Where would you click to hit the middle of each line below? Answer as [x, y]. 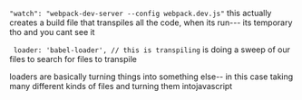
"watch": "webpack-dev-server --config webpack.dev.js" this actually [141, 13]
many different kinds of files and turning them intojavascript [121, 86]
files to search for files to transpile [73, 59]
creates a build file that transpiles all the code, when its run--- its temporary [151, 23]
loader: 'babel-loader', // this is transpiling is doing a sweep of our [151, 50]
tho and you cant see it [52, 32]
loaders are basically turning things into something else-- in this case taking [151, 77]
